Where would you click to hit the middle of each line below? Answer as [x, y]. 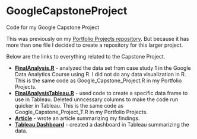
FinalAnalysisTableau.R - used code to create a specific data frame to [101, 93]
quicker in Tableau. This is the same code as [69, 105]
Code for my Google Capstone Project [53, 27]
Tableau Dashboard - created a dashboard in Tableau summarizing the [102, 124]
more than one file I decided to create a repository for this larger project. [95, 45]
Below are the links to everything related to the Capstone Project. [86, 56]
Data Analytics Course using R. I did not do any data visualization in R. [100, 74]
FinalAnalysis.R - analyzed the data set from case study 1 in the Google [103, 68]
